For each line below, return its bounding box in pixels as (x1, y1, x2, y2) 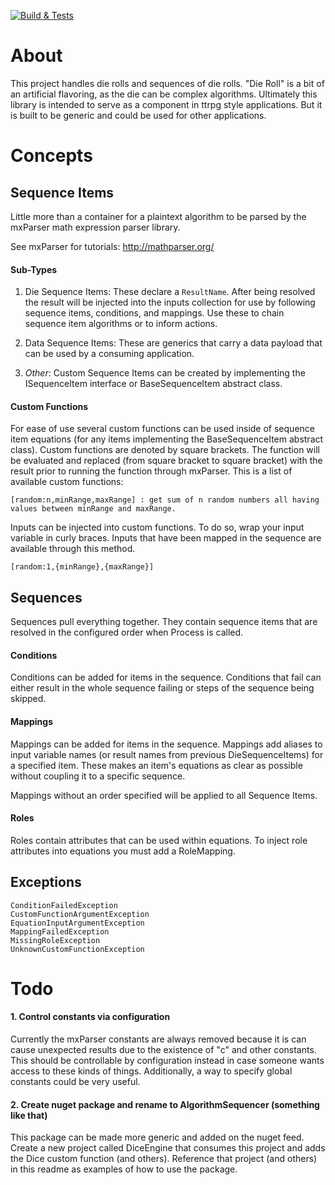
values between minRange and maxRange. (10, 504, 177, 514)
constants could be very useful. (10, 1075, 141, 1087)
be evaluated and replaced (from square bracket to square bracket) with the (10, 455, 323, 467)
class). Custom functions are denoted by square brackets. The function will (10, 444, 320, 456)
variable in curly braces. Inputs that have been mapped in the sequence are (10, 532, 322, 544)
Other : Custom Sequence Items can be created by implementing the (24, 367, 306, 379)
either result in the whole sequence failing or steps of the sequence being (10, 682, 315, 694)
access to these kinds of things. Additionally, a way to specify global (10, 1065, 293, 1077)
